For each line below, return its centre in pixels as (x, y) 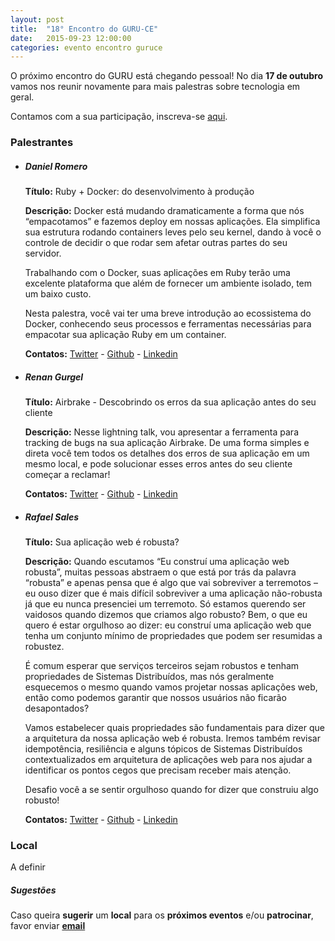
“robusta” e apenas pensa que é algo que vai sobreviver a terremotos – (171, 583)
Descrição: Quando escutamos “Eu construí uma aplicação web (157, 562)
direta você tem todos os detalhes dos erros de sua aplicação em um (167, 453)
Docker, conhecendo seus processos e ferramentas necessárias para (168, 324)
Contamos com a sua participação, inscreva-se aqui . (119, 117)
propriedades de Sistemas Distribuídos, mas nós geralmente (149, 677)
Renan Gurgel (54, 377)
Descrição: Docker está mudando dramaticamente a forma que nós (164, 211)
